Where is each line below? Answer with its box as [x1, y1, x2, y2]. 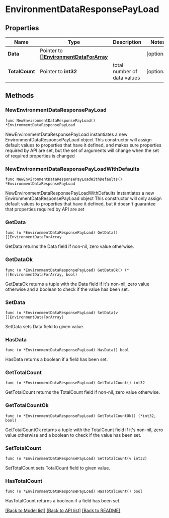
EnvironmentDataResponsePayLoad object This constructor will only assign [5, 195, 162, 201]
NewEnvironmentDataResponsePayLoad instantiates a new [5, 131, 128, 137]
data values [113, 74, 140, 81]
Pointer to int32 [40, 68, 77, 75]
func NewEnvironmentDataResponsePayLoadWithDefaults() [5, 177, 123, 182]
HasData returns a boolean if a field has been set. [5, 356, 108, 362]
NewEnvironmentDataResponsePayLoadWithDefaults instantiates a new [5, 190, 154, 196]
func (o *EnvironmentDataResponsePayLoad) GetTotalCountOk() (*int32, [5, 413, 156, 419]
